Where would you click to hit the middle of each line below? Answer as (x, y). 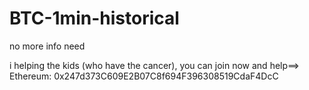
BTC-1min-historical (94, 18)
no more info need (47, 46)
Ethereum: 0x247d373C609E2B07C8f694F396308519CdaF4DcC (144, 76)
